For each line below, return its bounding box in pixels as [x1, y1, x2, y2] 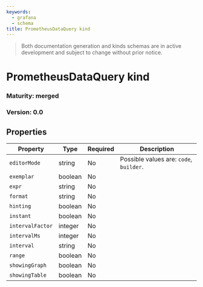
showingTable [9, 272, 47, 279]
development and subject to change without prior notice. [21, 49, 163, 56]
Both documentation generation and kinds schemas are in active [21, 42, 182, 50]
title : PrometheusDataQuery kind [6, 25, 91, 32]
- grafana [11, 15, 36, 21]
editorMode [9, 160, 40, 167]
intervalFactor [9, 223, 53, 229]
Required [87, 145, 115, 154]
